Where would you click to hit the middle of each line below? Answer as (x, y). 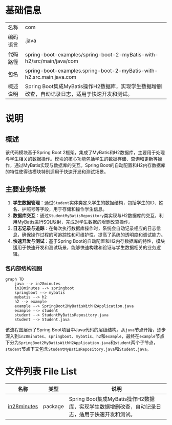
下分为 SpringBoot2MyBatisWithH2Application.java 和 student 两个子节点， (82, 343)
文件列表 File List (41, 371)
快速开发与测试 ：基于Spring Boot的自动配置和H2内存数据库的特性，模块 (89, 241)
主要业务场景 (26, 189)
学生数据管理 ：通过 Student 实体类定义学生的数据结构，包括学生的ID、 (86, 202)
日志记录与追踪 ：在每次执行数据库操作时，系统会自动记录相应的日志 (84, 228)
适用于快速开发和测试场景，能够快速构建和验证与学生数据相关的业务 (84, 247)
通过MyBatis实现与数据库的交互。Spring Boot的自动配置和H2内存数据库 (90, 165)
